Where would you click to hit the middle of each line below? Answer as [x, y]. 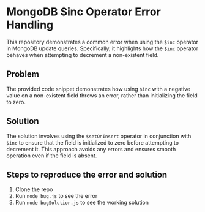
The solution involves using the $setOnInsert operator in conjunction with [99, 136]
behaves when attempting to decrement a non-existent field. [83, 55]
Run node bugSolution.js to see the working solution [82, 203]
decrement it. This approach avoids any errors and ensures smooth [91, 149]
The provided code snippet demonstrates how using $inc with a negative [99, 89]
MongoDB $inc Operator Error [84, 12]
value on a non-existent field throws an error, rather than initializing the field [102, 95]
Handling [30, 25]
